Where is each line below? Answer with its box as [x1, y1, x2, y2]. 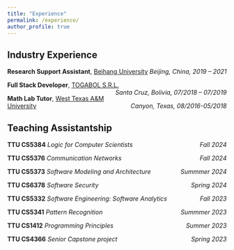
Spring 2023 [191, 235, 227, 243]
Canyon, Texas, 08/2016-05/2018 [130, 102, 227, 110]
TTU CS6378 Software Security [7, 181, 99, 189]
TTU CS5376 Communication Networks [7, 154, 122, 162]
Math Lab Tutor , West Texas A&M [7, 95, 104, 103]
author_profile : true [7, 23, 70, 30]
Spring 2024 [191, 181, 227, 189]
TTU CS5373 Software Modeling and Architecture [7, 168, 151, 175]
